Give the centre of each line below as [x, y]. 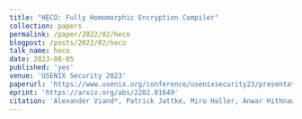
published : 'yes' [42, 68]
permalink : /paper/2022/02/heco [70, 34]
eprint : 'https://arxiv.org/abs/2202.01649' [94, 92]
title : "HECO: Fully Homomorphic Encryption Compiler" [114, 17]
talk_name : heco [40, 51]
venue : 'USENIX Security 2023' [68, 76]
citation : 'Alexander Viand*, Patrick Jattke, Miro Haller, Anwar [136, 101]
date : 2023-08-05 [42, 59]
